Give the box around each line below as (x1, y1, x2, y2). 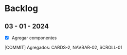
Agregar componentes (11, 35, 57, 41)
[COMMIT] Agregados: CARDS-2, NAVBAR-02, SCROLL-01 (4, 44, 123, 51)
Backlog (4, 3, 38, 14)
